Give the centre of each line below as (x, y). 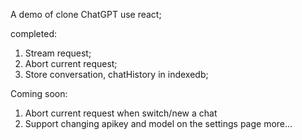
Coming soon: (39, 93)
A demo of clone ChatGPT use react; (86, 14)
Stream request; (58, 53)
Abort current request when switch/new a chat (121, 113)
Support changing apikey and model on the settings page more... (158, 123)
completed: (33, 33)
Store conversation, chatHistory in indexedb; (116, 74)
